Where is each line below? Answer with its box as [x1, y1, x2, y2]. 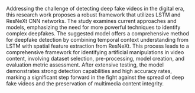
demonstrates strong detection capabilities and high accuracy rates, [6, 68, 173, 74]
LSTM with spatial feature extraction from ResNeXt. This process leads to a [6, 42, 189, 49]
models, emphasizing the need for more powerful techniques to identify [6, 24, 181, 31]
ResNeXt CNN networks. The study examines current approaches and [6, 18, 177, 24]
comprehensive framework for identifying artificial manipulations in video [6, 49, 184, 55]
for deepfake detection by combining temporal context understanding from [6, 36, 189, 43]
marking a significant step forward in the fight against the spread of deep [6, 74, 184, 81]
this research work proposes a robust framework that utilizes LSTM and [6, 11, 181, 18]
